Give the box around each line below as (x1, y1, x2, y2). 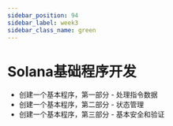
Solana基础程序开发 (7, 62, 137, 80)
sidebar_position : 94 (7, 11, 79, 20)
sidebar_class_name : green (7, 26, 96, 34)
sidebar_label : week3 (7, 19, 79, 27)
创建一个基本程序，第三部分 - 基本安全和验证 (18, 109, 165, 119)
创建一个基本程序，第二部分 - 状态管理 (18, 100, 145, 109)
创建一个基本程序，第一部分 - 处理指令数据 (18, 90, 159, 99)
